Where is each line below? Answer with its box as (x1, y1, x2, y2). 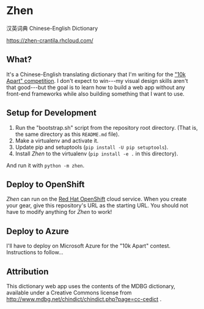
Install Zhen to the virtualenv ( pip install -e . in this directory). (15, 150, 178, 157)
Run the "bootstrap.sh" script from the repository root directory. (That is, (15, 124, 199, 131)
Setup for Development (6, 108, 97, 118)
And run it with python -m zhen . (6, 162, 85, 169)
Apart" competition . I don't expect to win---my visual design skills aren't (6, 77, 188, 84)
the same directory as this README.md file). (15, 130, 120, 138)
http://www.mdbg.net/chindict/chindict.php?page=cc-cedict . (6, 296, 162, 302)
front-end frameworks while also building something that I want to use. (6, 90, 185, 98)
